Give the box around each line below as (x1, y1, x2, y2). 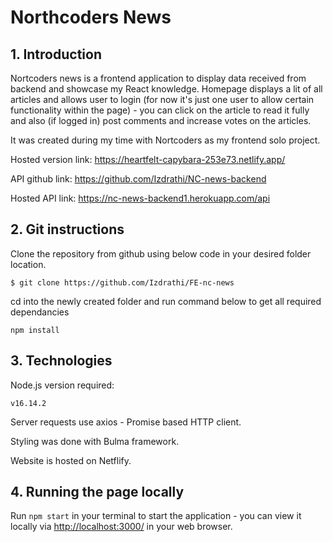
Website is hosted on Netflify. (10, 454, 132, 466)
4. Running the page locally (10, 484, 185, 501)
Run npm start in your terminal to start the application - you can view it (10, 510, 302, 522)
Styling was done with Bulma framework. (10, 435, 180, 447)
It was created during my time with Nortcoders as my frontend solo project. (10, 134, 321, 146)
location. (10, 258, 47, 270)
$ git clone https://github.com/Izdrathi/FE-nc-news (10, 277, 235, 288)
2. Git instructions (10, 221, 125, 238)
